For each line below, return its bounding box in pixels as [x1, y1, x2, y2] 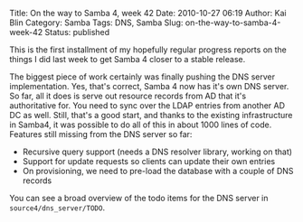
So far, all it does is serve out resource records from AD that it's [9, 90, 247, 101]
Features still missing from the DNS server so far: [9, 129, 193, 139]
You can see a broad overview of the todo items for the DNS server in [9, 193, 269, 203]
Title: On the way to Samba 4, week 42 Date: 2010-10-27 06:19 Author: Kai [9, 8, 287, 18]
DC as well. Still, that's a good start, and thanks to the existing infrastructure [9, 110, 293, 120]
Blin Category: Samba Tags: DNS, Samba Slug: [9, 17, 184, 28]
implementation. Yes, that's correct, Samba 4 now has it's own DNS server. [9, 81, 289, 91]
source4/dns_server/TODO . [9, 202, 106, 213]
